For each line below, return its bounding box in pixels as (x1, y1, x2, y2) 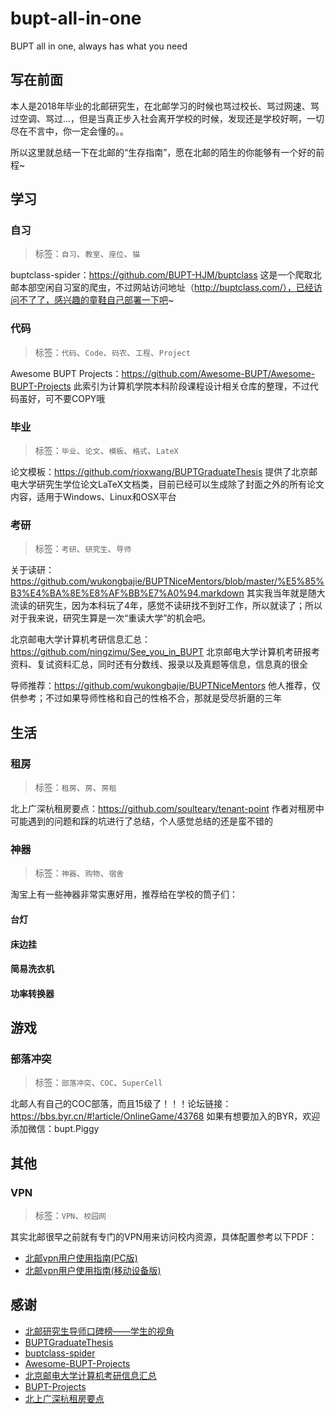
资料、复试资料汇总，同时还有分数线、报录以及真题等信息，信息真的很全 (10, 658, 308, 671)
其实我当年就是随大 (246, 587, 326, 599)
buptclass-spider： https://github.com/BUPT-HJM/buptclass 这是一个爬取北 (10, 269, 322, 281)
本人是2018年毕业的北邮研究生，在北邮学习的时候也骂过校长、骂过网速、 (10, 100, 311, 112)
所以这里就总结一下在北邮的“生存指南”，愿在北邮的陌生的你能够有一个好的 (10, 146, 317, 158)
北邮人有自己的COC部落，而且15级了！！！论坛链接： (10, 1098, 232, 1110)
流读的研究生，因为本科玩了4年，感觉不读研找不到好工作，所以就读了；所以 (10, 600, 323, 612)
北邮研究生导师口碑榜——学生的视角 (24, 1325, 175, 1337)
